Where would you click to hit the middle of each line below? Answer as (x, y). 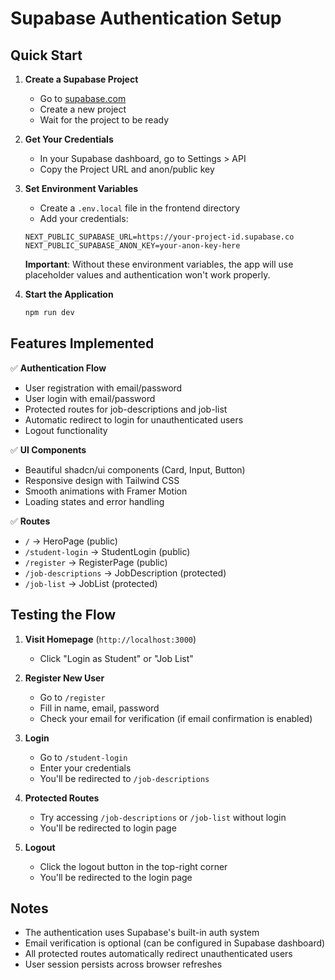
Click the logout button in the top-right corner (133, 866)
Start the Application (69, 294)
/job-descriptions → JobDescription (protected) (125, 573)
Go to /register (72, 697)
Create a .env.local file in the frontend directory (140, 208)
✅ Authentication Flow (58, 368)
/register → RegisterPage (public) (96, 562)
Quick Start (46, 55)
